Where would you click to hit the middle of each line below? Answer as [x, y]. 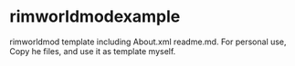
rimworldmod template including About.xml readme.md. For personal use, [148, 42]
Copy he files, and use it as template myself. [93, 51]
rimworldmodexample [95, 17]
